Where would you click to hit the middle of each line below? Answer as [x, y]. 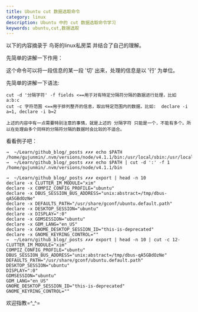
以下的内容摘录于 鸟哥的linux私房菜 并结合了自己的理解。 [75, 45]
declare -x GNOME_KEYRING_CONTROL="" [52, 235]
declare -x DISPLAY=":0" [37, 214]
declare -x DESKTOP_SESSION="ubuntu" [52, 209]
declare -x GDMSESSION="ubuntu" [46, 219]
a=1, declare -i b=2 [32, 112]
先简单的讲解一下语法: [33, 83]
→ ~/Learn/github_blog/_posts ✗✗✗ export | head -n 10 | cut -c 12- [93, 240]
